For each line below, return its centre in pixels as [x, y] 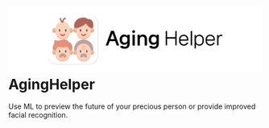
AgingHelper [52, 84]
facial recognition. [38, 115]
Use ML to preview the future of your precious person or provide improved [132, 106]
